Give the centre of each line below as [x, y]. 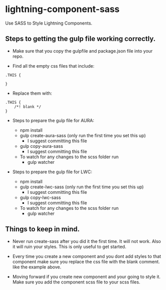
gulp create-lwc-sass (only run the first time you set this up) [82, 187]
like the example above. [37, 267]
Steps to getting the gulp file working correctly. [80, 39]
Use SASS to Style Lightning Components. [49, 23]
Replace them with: [32, 93]
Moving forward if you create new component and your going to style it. [86, 276]
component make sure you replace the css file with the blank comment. [86, 261]
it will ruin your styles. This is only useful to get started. [69, 246]
